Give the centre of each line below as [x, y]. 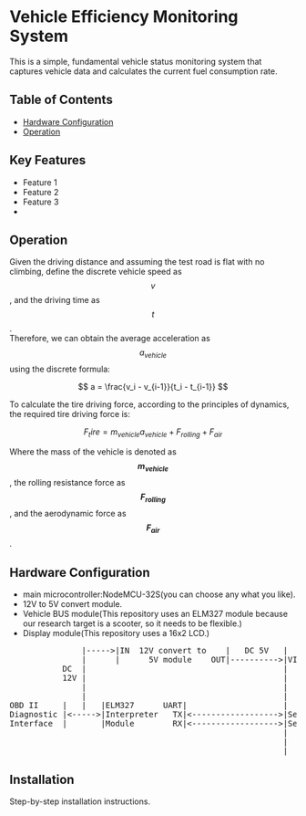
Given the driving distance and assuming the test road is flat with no [137, 262]
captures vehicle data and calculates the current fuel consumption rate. [143, 71]
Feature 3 [41, 202]
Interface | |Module [72, 724]
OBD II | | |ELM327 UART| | [149, 706]
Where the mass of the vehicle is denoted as [93, 451]
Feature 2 [41, 192]
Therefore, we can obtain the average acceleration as [110, 339]
